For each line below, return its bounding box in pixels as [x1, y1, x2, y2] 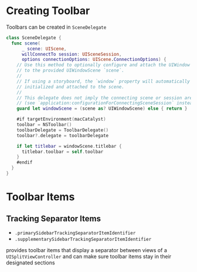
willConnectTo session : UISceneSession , [21, 51, 122, 57]
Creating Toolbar [6, 4, 90, 18]
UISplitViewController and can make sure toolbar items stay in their [6, 253, 172, 260]
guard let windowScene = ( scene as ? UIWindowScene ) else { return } [16, 106, 188, 112]
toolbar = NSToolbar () [16, 122, 72, 128]
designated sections [6, 259, 55, 266]
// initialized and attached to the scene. [16, 84, 125, 90]
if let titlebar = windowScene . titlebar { [16, 143, 122, 149]
